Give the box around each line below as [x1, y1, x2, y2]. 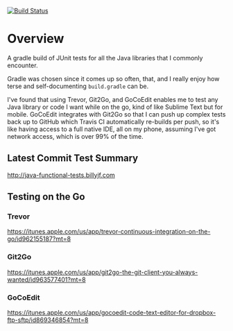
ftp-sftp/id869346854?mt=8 [7, 316, 89, 324]
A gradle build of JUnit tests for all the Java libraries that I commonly [7, 53, 203, 62]
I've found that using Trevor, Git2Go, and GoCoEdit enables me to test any [7, 95, 218, 103]
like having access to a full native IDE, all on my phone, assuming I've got [7, 125, 216, 133]
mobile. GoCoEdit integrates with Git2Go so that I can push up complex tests [7, 110, 226, 118]
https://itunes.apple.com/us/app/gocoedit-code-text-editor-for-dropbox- [7, 309, 216, 317]
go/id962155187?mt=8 [7, 235, 71, 243]
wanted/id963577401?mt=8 [7, 275, 86, 284]
